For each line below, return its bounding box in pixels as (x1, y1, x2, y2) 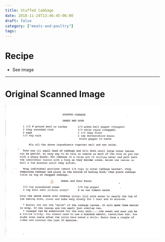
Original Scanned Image (5, 89, 106, 100)
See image (12, 67, 34, 73)
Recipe (5, 51, 34, 61)
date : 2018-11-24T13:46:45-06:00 (5, 13, 74, 18)
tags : (5, 29, 16, 34)
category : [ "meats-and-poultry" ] (5, 24, 74, 29)
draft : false (5, 18, 32, 23)
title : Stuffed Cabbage (5, 8, 54, 13)
